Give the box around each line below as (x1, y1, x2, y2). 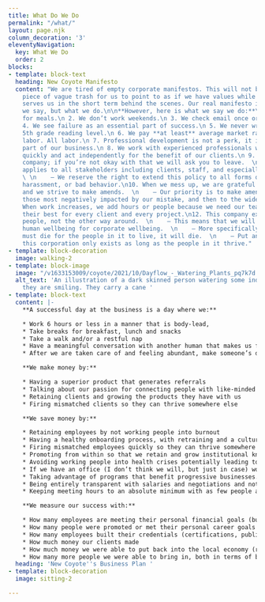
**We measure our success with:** (22, 502, 136, 510)
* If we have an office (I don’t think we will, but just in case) (22, 465, 248, 473)
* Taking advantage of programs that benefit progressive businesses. (22, 472, 259, 481)
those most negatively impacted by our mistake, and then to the (22, 195, 242, 203)
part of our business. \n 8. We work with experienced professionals (22, 144, 252, 152)
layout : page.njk (8, 26, 65, 34)
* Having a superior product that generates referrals (22, 378, 207, 386)
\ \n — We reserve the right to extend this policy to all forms (22, 173, 252, 182)
